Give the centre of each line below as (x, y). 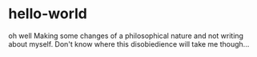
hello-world (48, 14)
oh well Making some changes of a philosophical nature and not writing (126, 36)
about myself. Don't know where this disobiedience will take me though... (129, 44)
